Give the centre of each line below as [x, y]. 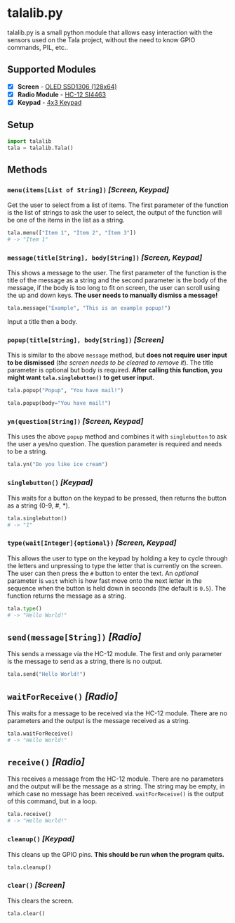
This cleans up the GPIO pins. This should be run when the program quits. [116, 854]
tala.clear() [26, 913]
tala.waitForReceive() [40, 734]
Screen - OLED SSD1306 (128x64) [67, 87]
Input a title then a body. [42, 322]
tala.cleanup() [29, 867]
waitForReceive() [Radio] [62, 696]
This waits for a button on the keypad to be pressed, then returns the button [117, 498]
